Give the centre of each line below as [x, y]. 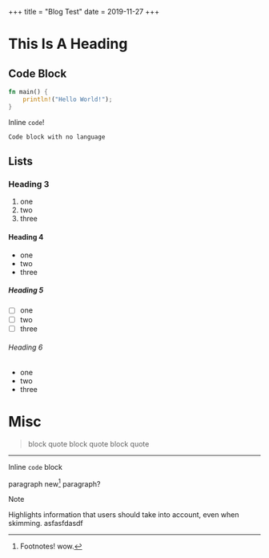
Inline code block [35, 467]
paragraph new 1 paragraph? [54, 483]
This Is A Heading [68, 44]
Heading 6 [26, 347]
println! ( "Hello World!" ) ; [68, 99]
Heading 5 [26, 290]
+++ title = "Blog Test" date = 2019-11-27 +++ [84, 12]
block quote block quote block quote [88, 443]
